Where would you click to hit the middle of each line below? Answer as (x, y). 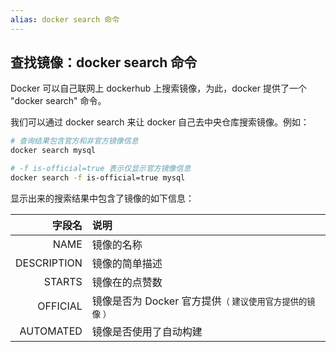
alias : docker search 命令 (65, 19)
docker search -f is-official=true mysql (98, 178)
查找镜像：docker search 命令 (104, 62)
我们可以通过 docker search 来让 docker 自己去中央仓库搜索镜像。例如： (160, 122)
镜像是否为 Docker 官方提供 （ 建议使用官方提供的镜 (203, 301)
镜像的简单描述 (127, 263)
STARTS (63, 281)
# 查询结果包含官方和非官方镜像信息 (74, 141)
